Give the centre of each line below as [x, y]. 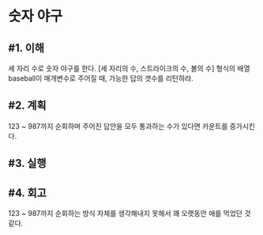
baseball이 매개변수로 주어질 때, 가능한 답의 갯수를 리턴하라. [101, 78]
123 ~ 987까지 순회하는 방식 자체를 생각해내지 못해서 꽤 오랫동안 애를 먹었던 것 [130, 214]
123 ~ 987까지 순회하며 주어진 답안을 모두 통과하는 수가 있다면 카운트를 [118, 126]
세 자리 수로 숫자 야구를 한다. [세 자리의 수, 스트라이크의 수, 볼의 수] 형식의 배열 [129, 68]
